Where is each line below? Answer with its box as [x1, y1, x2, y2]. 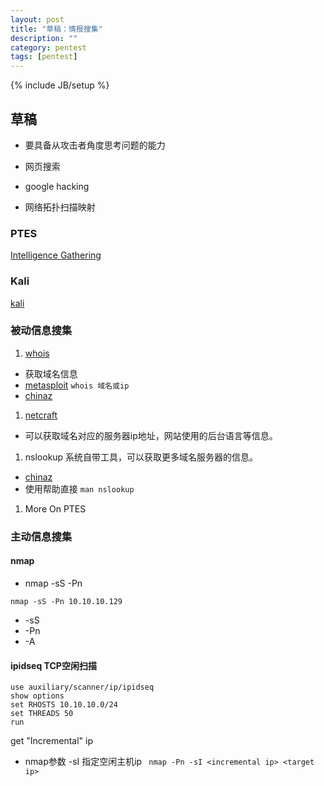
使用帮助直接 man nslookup [24, 482, 135, 495]
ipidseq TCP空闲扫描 [10, 659, 97, 671]
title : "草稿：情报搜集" [10, 24, 103, 34]
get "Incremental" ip [10, 735, 94, 747]
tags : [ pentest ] [10, 52, 78, 62]
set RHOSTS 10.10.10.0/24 [10, 700, 118, 710]
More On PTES [24, 502, 87, 515]
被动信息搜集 [10, 324, 73, 338]
